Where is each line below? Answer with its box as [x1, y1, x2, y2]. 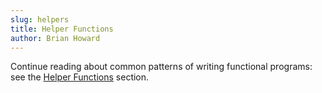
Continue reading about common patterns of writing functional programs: [10, 61, 313, 73]
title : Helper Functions [10, 24, 114, 34]
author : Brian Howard [10, 33, 101, 43]
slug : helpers [10, 14, 70, 25]
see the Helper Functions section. [10, 71, 150, 83]
